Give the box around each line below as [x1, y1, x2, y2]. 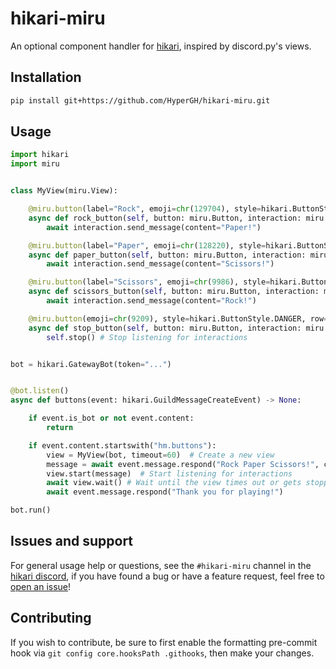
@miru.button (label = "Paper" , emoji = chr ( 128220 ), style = [28, 240, 267, 251]
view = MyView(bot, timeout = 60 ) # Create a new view [46, 450, 275, 460]
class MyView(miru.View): [10, 186, 118, 196]
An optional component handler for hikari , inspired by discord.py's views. [10, 40, 312, 52]
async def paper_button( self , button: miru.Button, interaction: [28, 250, 307, 260]
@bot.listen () [10, 386, 70, 396]
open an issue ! [10, 580, 72, 592]
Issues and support [10, 533, 134, 550]
